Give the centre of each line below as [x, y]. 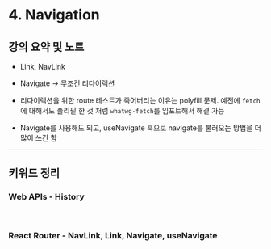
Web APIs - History [46, 197]
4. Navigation [54, 15]
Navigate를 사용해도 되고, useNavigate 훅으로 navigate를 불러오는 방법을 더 [141, 128]
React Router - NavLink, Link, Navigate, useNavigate [113, 235]
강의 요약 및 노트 [46, 46]
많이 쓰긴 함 [39, 138]
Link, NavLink [43, 67]
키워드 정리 [34, 173]
